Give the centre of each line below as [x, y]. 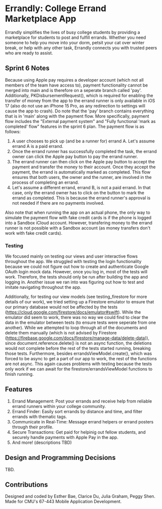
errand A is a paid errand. [38, 146]
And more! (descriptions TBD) [42, 442]
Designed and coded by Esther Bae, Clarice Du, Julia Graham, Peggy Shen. [80, 496]
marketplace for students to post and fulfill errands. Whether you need [76, 37]
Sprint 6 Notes [27, 68]
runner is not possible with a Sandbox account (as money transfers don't [78, 228]
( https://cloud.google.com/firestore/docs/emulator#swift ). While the [73, 312]
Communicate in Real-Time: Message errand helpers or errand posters [83, 421]
